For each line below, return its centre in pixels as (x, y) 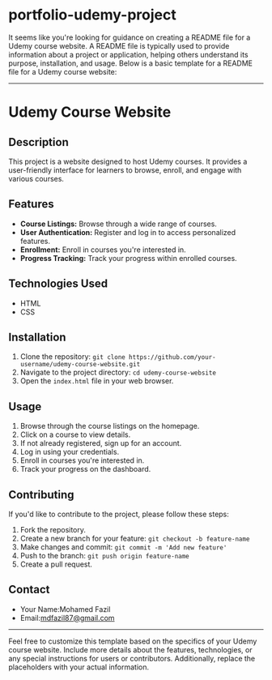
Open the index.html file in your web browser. (97, 381)
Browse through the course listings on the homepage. (110, 426)
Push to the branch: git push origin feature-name (105, 556)
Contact (29, 590)
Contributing (41, 495)
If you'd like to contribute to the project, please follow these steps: (119, 514)
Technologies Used (58, 284)
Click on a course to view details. (75, 434)
